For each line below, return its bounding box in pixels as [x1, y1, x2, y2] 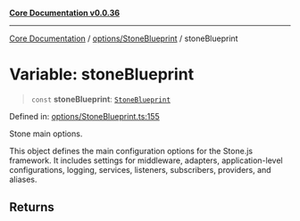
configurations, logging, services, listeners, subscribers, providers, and [9, 164, 271, 175]
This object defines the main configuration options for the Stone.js [9, 145, 253, 156]
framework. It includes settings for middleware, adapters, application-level [9, 155, 283, 166]
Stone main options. [9, 128, 83, 139]
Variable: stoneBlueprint [9, 64, 195, 85]
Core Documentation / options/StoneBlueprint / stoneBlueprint [9, 33, 238, 44]
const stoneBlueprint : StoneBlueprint [30, 94, 171, 104]
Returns [9, 200, 55, 215]
